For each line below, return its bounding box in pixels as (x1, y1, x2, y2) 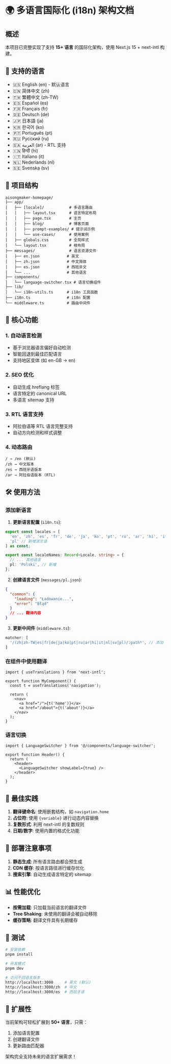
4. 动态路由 (5, 443, 33, 450)
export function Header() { (5, 752, 65, 757)
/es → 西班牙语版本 (5, 467, 42, 472)
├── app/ (5, 199, 24, 204)
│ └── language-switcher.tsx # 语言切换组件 (5, 280, 101, 285)
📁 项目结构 (5, 181, 38, 190)
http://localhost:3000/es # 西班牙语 (5, 989, 85, 994)
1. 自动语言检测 (5, 332, 42, 339)
